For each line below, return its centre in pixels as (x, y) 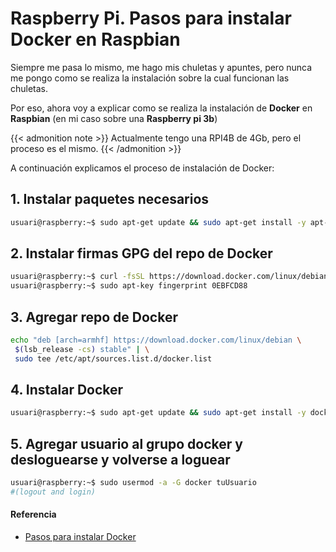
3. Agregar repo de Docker (94, 317)
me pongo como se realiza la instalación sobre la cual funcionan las (150, 78)
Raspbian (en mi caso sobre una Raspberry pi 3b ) (114, 118)
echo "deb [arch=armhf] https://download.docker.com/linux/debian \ (156, 340)
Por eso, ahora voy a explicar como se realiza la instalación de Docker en (161, 108)
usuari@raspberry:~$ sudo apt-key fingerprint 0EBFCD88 (129, 286)
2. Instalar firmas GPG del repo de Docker (141, 253)
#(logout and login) (53, 492)
